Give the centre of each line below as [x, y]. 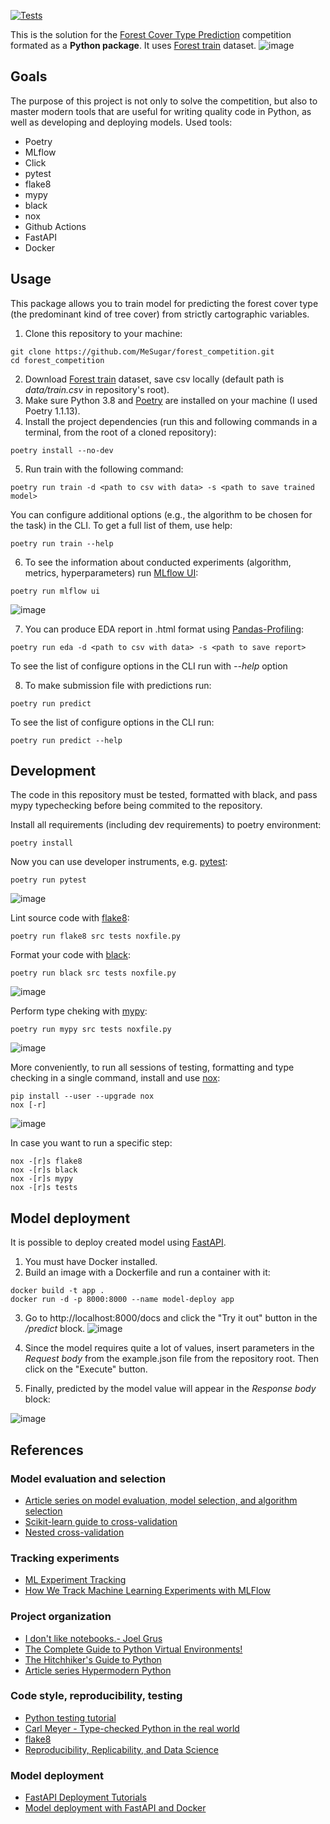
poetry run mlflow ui [55, 591]
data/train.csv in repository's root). [97, 389]
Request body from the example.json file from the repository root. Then [171, 1359]
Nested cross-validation [74, 1532]
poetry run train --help [62, 543]
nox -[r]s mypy [42, 1179]
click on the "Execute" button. [86, 1369]
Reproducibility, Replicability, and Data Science [121, 1749]
